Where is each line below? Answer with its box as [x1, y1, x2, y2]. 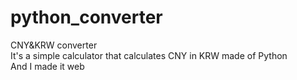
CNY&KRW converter [10, 39, 98, 51]
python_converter [10, 6, 163, 29]
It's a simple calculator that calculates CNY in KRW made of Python [10, 49, 288, 61]
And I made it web [10, 60, 85, 72]
